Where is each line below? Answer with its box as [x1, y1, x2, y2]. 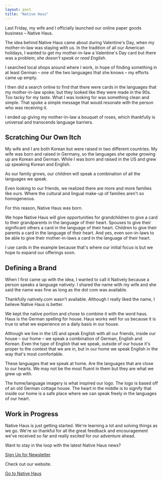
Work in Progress [5, 410, 59, 418]
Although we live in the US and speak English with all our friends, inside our [5, 331, 156, 337]
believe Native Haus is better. [5, 302, 64, 307]
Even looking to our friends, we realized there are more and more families [5, 185, 152, 192]
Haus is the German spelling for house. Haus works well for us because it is [5, 316, 156, 322]
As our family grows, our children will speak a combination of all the [5, 171, 141, 177]
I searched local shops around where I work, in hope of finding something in [5, 64, 158, 70]
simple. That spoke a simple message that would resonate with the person [5, 99, 154, 105]
